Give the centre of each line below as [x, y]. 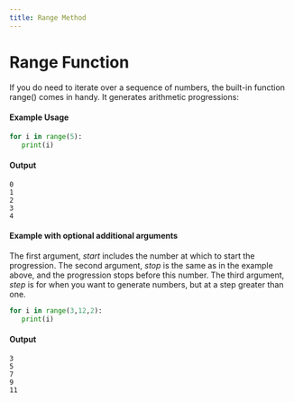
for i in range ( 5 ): [46, 136]
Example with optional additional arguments [94, 236]
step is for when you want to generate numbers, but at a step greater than [147, 284]
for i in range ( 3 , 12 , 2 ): [56, 311]
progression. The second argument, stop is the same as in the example [141, 265]
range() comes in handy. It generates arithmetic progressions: [124, 96]
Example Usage [39, 117]
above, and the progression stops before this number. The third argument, [147, 275]
